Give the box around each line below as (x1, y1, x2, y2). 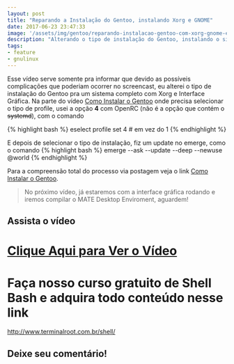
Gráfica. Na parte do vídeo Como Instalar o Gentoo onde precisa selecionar (7, 97, 224, 105)
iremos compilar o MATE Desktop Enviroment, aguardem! (24, 195, 189, 203)
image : (7, 29, 26, 37)
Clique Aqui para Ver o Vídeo (7, 243, 178, 259)
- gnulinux (7, 56, 39, 63)
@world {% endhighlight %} (7, 153, 88, 161)
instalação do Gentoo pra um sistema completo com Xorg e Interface (7, 89, 205, 97)
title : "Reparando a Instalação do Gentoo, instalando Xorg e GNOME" (7, 17, 214, 24)
